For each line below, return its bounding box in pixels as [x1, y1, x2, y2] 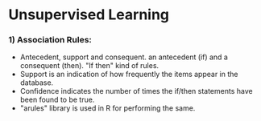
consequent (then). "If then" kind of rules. [19, 61, 159, 71]
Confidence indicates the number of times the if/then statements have [19, 87, 253, 96]
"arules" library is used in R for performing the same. [19, 103, 196, 113]
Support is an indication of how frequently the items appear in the [19, 70, 238, 79]
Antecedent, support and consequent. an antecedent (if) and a [19, 52, 228, 62]
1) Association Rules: [8, 34, 93, 46]
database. [19, 78, 54, 87]
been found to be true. [19, 95, 95, 105]
